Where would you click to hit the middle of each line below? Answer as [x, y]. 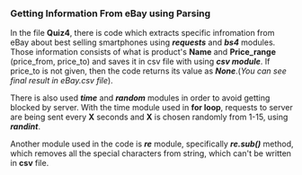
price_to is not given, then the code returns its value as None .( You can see [148, 71]
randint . [26, 127]
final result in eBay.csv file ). [62, 81]
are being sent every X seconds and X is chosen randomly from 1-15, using [149, 117]
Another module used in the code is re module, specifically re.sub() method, [152, 144]
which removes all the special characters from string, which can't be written [151, 153]
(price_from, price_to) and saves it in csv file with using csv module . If [140, 62]
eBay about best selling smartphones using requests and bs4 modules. [143, 42]
